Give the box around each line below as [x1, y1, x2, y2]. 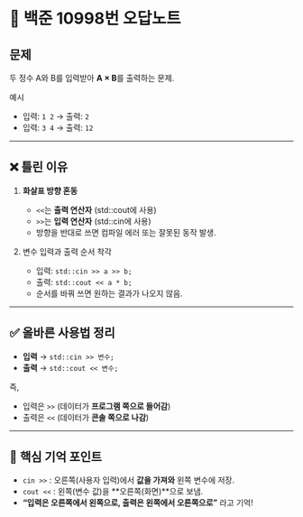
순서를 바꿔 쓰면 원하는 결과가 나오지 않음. [35, 288, 183, 299]
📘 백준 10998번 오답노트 [9, 8, 182, 29]
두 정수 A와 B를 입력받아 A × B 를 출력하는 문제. [9, 73, 175, 83]
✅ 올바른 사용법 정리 [9, 326, 115, 341]
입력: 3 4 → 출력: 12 [22, 123, 94, 133]
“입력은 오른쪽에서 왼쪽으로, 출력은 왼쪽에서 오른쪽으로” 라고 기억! [22, 497, 254, 508]
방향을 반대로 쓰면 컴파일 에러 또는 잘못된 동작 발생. [35, 226, 216, 237]
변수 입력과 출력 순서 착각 [22, 245, 113, 257]
